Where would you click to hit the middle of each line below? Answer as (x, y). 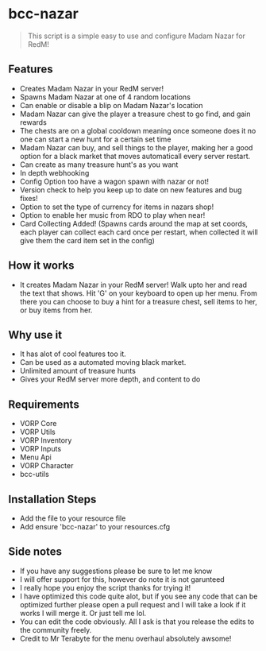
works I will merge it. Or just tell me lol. (83, 613)
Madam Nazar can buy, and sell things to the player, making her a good (136, 147)
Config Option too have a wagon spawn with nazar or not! (114, 181)
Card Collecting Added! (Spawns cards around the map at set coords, (134, 223)
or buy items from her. (56, 310)
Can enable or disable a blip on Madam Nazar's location (111, 105)
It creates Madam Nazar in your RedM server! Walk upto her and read (133, 285)
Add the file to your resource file (73, 518)
